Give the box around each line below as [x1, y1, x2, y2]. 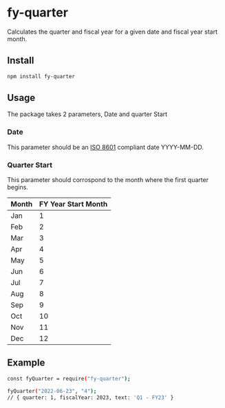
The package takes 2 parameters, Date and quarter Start [7, 110, 168, 118]
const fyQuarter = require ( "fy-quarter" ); [7, 375, 131, 382]
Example [7, 357, 45, 369]
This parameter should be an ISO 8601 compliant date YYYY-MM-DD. [7, 143, 204, 151]
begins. [7, 183, 29, 192]
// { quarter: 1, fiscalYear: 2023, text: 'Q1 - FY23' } [7, 394, 174, 401]
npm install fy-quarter [7, 73, 76, 80]
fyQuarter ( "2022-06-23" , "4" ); [7, 387, 97, 394]
